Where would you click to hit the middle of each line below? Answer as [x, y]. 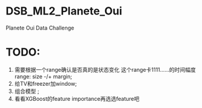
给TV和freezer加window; [45, 83]
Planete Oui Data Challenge [40, 28]
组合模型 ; [27, 91]
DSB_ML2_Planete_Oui [64, 11]
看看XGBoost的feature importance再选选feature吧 [77, 98]
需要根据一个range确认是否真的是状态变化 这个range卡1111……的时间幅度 [105, 69]
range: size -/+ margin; [43, 76]
